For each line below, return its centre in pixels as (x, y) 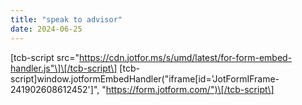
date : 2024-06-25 (46, 29)
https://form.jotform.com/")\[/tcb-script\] (190, 89)
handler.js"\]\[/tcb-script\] (64, 68)
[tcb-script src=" (45, 57)
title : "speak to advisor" (66, 19)
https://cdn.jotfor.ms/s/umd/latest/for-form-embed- (186, 57)
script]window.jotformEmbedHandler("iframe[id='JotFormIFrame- (145, 78)
